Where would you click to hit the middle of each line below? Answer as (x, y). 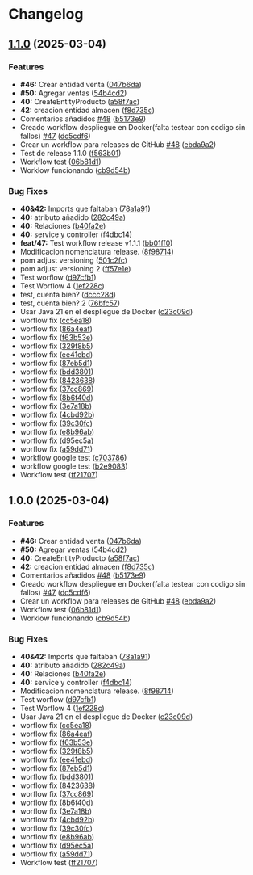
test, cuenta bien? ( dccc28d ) (68, 295)
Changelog (46, 14)
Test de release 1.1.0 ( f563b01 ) (71, 153)
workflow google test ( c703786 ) (73, 458)
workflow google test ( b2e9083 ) (74, 466)
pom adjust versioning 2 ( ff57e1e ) (75, 269)
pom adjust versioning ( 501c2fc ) (73, 260)
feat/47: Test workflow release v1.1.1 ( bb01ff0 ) (96, 243)
